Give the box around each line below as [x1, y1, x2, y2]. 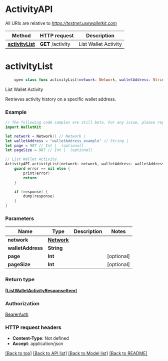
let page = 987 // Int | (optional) [5, 143, 84, 148]
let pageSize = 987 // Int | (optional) [5, 148, 93, 153]
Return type [5, 276, 35, 283]
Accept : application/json [12, 340, 63, 347]
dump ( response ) [23, 194, 55, 199]
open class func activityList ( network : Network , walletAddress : [14, 77, 151, 82]
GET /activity [39, 40, 71, 47]
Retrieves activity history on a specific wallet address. [5, 96, 116, 102]
